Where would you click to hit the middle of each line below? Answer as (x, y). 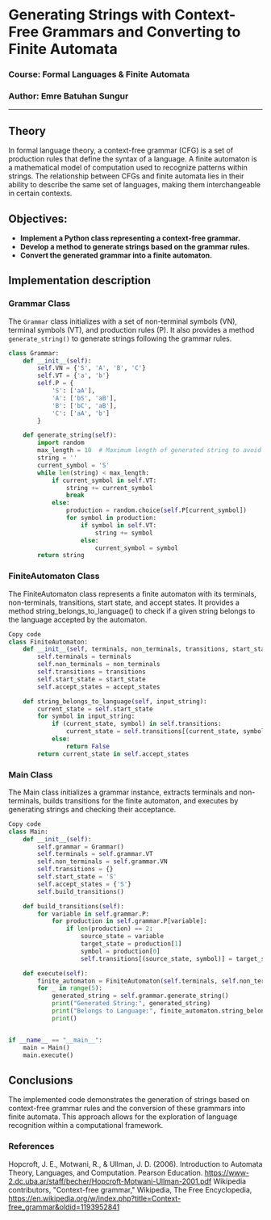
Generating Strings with (90, 15)
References (31, 1147)
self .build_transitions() (81, 891)
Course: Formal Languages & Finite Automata (99, 74)
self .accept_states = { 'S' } (84, 884)
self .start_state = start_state (92, 679)
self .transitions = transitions (92, 672)
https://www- (227, 1172)
